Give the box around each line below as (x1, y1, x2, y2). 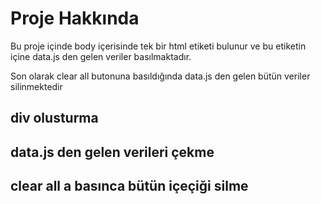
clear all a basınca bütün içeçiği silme (10, 178, 249, 195)
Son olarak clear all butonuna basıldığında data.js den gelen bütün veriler (10, 70, 311, 82)
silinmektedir (10, 80, 63, 92)
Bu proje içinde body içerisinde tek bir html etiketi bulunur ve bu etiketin (10, 40, 307, 52)
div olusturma (10, 110, 99, 127)
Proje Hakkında (10, 7, 140, 30)
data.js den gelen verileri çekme (10, 143, 215, 161)
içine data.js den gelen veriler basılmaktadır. (10, 50, 192, 62)
